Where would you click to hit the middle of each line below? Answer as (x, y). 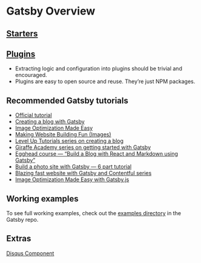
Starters (22, 34)
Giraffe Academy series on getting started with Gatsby (83, 147)
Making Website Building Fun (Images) (63, 135)
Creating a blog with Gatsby (50, 122)
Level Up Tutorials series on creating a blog (69, 141)
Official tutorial (34, 115)
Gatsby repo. (22, 220)
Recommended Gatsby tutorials (67, 100)
